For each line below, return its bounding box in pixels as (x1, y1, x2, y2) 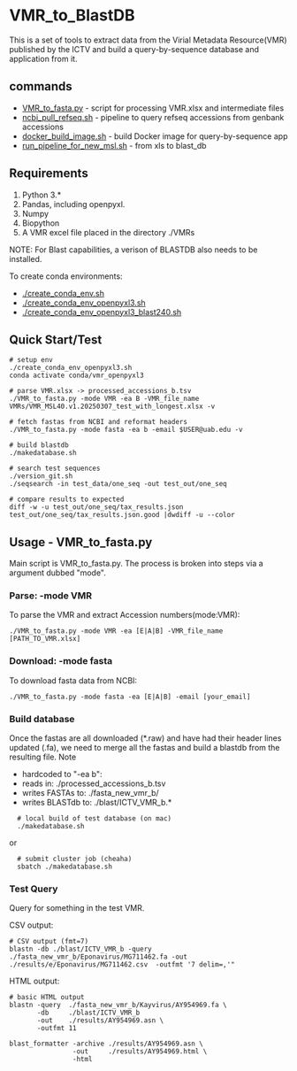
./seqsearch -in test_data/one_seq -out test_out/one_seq (9, 480, 227, 489)
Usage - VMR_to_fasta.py (9, 535, 153, 550)
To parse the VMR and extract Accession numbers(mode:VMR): (9, 610, 240, 620)
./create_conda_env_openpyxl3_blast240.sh (21, 306, 182, 317)
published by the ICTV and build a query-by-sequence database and (9, 43, 259, 54)
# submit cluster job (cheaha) (17, 855, 133, 864)
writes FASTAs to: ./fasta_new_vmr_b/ (21, 788, 159, 798)
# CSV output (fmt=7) (9, 937, 89, 946)
